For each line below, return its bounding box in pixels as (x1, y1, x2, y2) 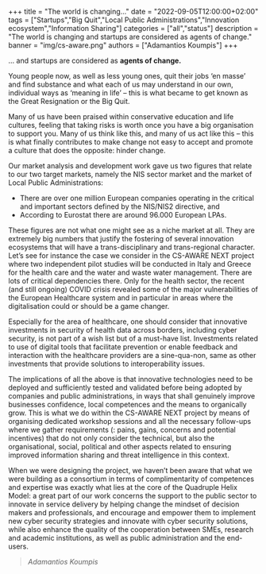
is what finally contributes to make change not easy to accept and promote (8, 137, 253, 146)
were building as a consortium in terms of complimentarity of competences (8, 474, 255, 483)
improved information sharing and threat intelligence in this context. (8, 450, 230, 460)
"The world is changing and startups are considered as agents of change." (8, 32, 253, 41)
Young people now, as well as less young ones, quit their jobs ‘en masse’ (8, 71, 246, 80)
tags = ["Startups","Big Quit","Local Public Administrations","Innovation (8, 15, 240, 25)
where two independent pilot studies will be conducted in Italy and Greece (8, 260, 252, 268)
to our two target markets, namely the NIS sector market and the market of (8, 170, 253, 179)
